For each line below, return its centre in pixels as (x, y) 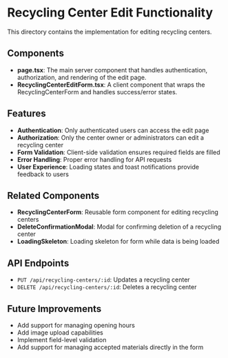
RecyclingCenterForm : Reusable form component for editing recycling (118, 212)
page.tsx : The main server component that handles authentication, (112, 70)
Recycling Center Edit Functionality (110, 13)
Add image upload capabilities (60, 333)
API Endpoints (38, 263)
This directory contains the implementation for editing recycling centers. (110, 32)
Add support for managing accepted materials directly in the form (110, 347)
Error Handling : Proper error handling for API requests (94, 159)
